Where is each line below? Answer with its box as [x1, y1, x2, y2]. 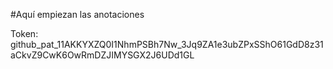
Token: [10, 28, 39, 39]
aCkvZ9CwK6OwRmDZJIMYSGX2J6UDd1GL [10, 49, 195, 61]
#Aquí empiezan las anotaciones [10, 9, 145, 20]
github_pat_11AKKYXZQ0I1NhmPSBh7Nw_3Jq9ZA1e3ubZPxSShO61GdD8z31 [10, 39, 324, 50]
